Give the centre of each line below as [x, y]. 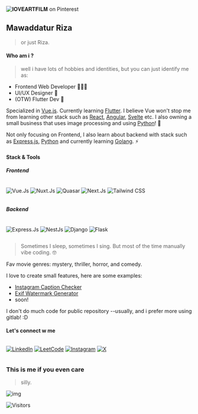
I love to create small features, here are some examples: [74, 275]
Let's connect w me [31, 331]
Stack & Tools [23, 157]
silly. [26, 382]
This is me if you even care [45, 369]
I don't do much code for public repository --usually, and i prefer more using [99, 311]
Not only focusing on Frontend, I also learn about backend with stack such [97, 135]
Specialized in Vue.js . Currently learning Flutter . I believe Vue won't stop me [98, 111]
